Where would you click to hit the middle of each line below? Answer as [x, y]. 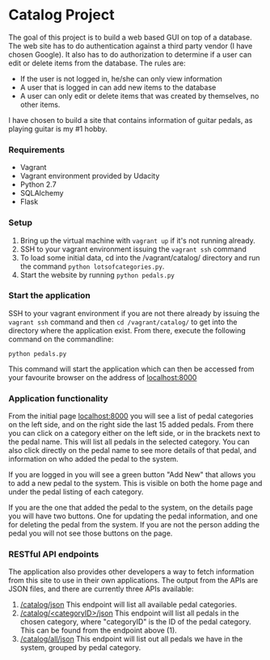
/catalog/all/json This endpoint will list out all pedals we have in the [131, 639]
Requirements [37, 150]
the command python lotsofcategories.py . [92, 266]
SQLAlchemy [42, 193]
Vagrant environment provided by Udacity [90, 176]
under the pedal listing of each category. [76, 492]
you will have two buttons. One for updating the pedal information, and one [133, 516]
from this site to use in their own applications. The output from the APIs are [133, 581]
